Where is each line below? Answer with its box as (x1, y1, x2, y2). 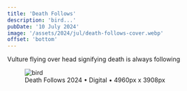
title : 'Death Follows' (7, 10, 77, 17)
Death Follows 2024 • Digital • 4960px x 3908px (24, 76, 165, 84)
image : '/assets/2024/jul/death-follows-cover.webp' (7, 29, 164, 37)
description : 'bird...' (7, 17, 77, 24)
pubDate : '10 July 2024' (7, 23, 80, 30)
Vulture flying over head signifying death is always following (7, 55, 181, 63)
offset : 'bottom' (7, 36, 58, 43)
